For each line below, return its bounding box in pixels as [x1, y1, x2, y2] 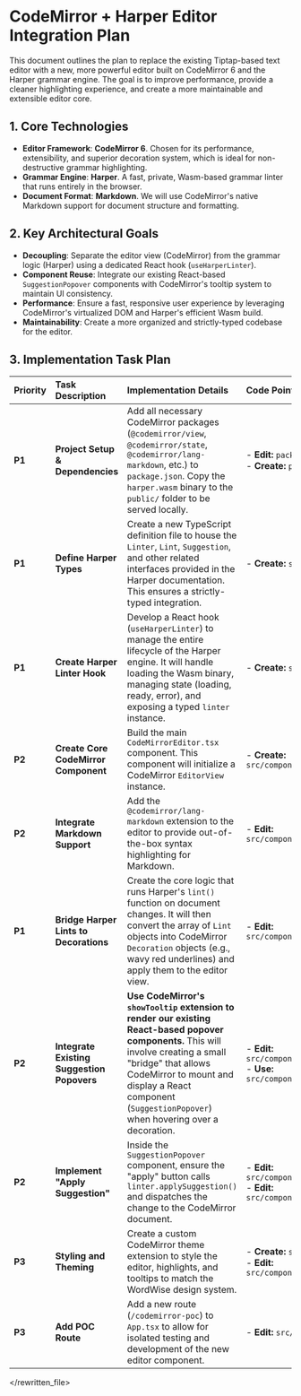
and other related [126, 551, 200, 564]
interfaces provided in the [126, 563, 236, 576]
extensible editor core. [9, 92, 92, 104]
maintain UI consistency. [21, 288, 114, 299]
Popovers [55, 1074, 97, 1087]
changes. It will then [126, 908, 212, 921]
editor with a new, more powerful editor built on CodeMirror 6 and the [9, 65, 266, 75]
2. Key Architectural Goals [9, 226, 159, 241]
